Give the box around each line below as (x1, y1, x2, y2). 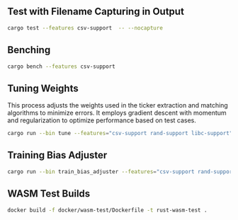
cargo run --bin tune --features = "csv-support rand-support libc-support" (7, 130, 233, 137)
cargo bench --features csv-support (7, 63, 115, 70)
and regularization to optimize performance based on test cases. (7, 116, 197, 125)
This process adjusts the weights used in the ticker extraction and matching (7, 101, 228, 110)
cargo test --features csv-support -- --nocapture (7, 24, 163, 31)
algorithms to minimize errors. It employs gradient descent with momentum (7, 109, 227, 117)
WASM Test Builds (7, 187, 91, 200)
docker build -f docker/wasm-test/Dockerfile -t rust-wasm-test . (7, 207, 208, 214)
